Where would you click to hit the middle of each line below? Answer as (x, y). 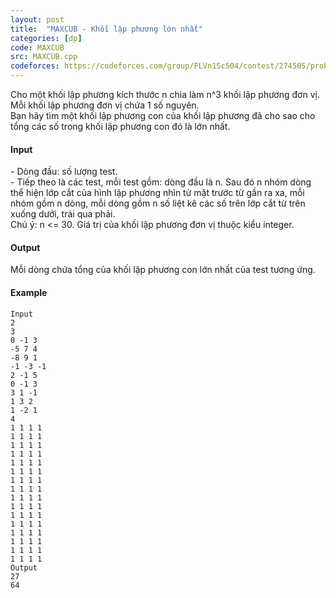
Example (29, 292)
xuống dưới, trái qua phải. (63, 214)
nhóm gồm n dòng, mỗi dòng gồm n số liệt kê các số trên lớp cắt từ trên (158, 203)
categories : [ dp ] (46, 38)
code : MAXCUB (37, 47)
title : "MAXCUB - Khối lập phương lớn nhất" (106, 29)
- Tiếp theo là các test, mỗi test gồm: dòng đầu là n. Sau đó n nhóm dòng (161, 182)
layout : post (37, 19)
